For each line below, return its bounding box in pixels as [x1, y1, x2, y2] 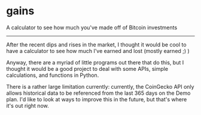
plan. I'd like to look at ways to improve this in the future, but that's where [6, 95, 187, 102]
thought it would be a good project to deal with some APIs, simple [6, 65, 169, 72]
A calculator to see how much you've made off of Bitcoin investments [6, 24, 178, 31]
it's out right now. [6, 102, 49, 109]
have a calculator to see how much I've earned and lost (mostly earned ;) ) [6, 47, 190, 54]
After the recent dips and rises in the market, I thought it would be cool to [6, 41, 187, 48]
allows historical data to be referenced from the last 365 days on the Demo [6, 89, 191, 97]
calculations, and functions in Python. [6, 72, 99, 79]
